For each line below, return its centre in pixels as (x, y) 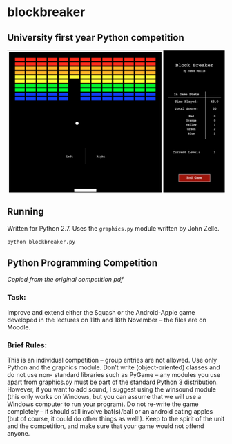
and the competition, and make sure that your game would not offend (106, 426)
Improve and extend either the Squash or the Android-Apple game (101, 312)
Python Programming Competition (82, 263)
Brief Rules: (27, 345)
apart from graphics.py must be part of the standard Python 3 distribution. (113, 382)
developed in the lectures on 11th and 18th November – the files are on (107, 320)
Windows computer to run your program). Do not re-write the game (103, 404)
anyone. (19, 433)
